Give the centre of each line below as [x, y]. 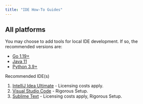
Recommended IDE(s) [27, 76]
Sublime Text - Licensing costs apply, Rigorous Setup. [67, 96]
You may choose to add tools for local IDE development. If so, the [71, 41]
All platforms [25, 30]
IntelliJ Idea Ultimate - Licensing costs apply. [58, 86]
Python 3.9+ [25, 67]
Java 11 [19, 62]
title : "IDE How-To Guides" [34, 10]
